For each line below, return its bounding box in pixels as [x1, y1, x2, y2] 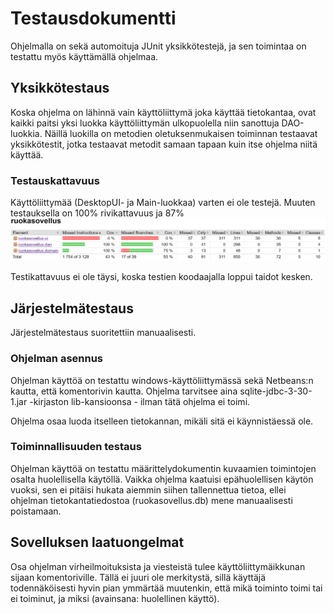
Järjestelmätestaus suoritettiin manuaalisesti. [10, 327, 197, 339]
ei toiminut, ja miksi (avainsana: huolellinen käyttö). [10, 592, 220, 604]
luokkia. [10, 127, 43, 139]
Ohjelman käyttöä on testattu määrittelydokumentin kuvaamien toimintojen [10, 462, 317, 474]
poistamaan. [10, 505, 62, 517]
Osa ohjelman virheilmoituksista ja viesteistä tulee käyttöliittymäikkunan [10, 560, 306, 572]
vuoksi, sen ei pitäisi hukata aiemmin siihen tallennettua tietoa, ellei [10, 483, 287, 496]
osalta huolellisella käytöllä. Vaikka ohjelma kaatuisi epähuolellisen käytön [10, 473, 314, 485]
